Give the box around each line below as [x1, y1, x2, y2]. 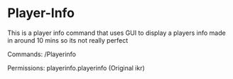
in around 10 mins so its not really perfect [7, 36, 129, 44]
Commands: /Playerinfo [7, 50, 77, 58]
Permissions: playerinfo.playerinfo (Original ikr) [7, 63, 146, 72]
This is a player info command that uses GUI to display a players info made [7, 28, 226, 37]
